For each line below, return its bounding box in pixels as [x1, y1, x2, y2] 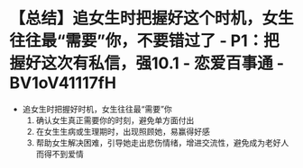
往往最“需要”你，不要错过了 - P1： [9, 31, 264, 51]
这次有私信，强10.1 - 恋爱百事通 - [41, 53, 285, 74]
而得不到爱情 [35, 148, 84, 159]
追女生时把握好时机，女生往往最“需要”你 [22, 103, 173, 114]
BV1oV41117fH [9, 73, 117, 93]
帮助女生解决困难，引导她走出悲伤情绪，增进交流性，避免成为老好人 [35, 137, 289, 148]
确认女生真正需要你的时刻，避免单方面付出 [35, 114, 195, 126]
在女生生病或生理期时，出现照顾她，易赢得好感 [35, 126, 210, 137]
